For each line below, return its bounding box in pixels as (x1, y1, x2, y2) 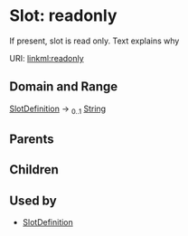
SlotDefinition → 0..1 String (9, 103, 107, 116)
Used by (9, 193, 57, 208)
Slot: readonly (9, 5, 117, 26)
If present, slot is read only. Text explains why (9, 35, 180, 46)
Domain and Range (9, 79, 118, 95)
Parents (9, 131, 54, 146)
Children (9, 162, 59, 177)
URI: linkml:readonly (9, 52, 84, 63)
